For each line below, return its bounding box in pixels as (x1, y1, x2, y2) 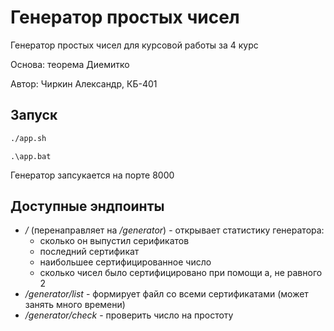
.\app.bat (10, 151, 52, 161)
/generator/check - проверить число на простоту (24, 309, 234, 321)
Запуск (10, 107, 58, 124)
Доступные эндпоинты (10, 198, 165, 215)
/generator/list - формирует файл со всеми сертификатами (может (24, 288, 309, 300)
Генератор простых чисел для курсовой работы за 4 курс (10, 39, 259, 51)
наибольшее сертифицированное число (39, 256, 212, 268)
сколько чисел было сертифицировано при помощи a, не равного (39, 267, 323, 279)
